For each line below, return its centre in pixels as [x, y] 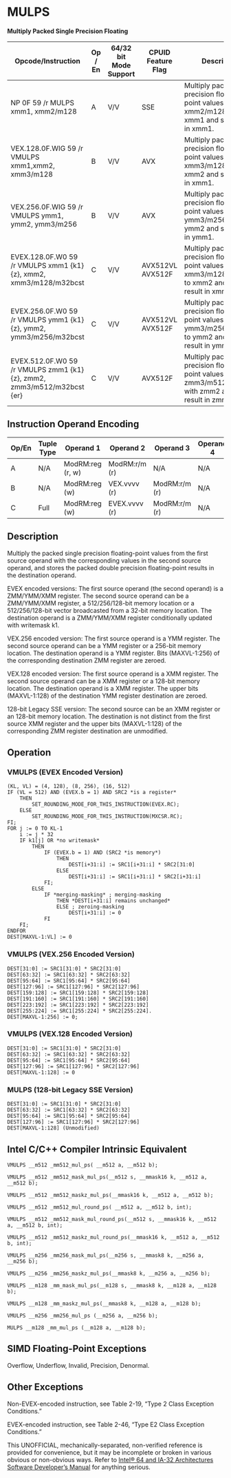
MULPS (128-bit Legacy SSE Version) [70, 1090]
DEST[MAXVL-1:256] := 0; [43, 1017]
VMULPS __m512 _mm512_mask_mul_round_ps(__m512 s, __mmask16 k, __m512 [112, 1219]
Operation [29, 752]
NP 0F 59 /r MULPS [42, 103]
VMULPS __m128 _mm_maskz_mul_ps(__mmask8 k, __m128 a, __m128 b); [104, 1303]
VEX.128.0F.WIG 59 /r [47, 148]
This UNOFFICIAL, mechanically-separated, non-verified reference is [105, 1445]
